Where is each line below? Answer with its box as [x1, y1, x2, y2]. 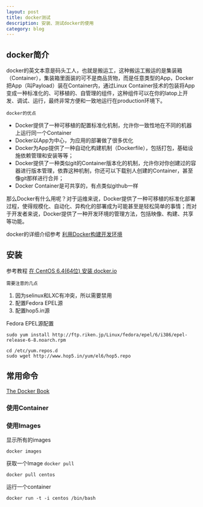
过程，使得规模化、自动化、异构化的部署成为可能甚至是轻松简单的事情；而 [6, 203, 192, 210]
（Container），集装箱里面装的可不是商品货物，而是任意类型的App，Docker [6, 74, 194, 82]
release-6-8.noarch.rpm [6, 337, 66, 343]
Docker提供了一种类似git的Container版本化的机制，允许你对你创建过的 [14, 160, 192, 167]
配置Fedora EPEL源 [14, 299, 63, 306]
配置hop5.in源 [14, 307, 50, 314]
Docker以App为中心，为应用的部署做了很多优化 [14, 137, 134, 144]
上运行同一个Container [14, 129, 72, 137]
